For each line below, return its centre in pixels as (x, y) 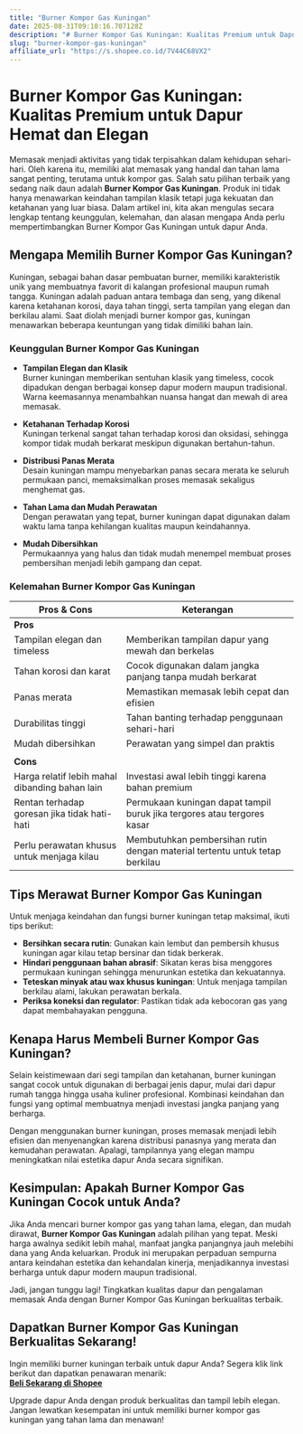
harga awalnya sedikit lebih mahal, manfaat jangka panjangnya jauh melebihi (151, 1243)
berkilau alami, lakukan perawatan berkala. (102, 992)
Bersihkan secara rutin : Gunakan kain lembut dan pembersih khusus (151, 943)
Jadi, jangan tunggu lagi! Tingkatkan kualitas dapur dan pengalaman (136, 1289)
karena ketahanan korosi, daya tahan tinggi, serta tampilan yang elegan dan (150, 306)
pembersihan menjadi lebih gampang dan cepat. (112, 563)
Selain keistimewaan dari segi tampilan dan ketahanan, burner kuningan (143, 1075)
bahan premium (159, 788)
